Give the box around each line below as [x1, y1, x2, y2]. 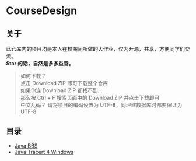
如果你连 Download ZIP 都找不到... [20, 87, 103, 94]
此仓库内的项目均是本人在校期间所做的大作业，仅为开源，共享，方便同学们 [6, 45, 185, 52]
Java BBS [14, 142, 38, 149]
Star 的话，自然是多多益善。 [6, 60, 74, 66]
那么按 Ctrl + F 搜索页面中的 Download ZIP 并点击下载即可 [20, 94, 160, 101]
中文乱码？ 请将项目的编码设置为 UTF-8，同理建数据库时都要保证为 [20, 101, 183, 108]
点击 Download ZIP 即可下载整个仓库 [20, 80, 108, 86]
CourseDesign [6, 4, 78, 17]
